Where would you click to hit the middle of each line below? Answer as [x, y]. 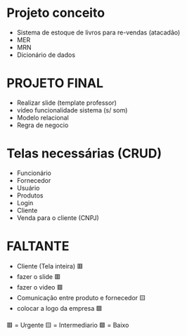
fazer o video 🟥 [40, 287]
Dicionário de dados [46, 55]
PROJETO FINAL [55, 83]
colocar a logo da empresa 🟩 [59, 308]
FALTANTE [38, 246]
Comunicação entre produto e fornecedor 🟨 [81, 297]
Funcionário [34, 173]
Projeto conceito [56, 13]
